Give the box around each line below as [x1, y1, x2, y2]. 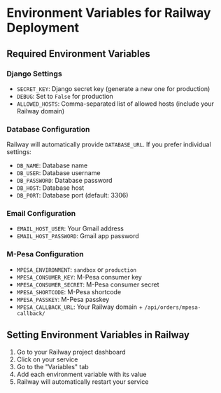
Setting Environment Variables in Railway [6, 329, 190, 341]
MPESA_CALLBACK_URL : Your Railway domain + [16, 303, 143, 311]
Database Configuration [6, 124, 90, 134]
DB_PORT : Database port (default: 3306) [16, 191, 129, 200]
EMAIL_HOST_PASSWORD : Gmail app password [16, 232, 139, 240]
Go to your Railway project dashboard [16, 347, 127, 356]
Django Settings [6, 69, 62, 78]
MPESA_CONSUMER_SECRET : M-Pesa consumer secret [16, 280, 159, 289]
